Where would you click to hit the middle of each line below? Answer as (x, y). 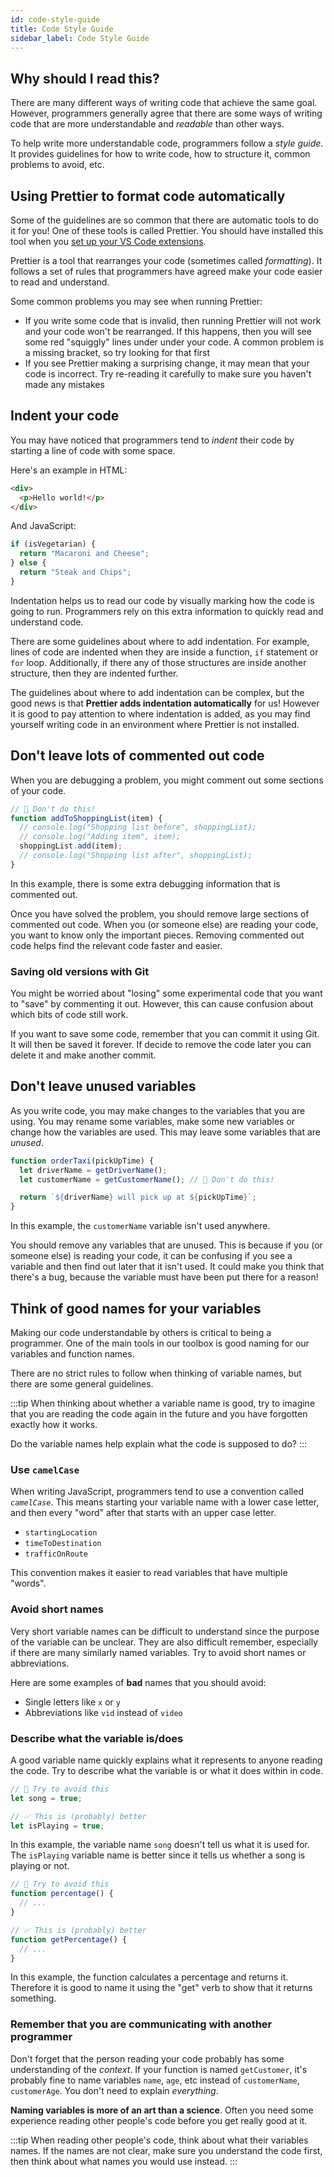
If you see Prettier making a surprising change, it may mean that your (167, 363)
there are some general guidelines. (82, 1384)
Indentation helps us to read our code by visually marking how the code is (162, 600)
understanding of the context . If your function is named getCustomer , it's (159, 2069)
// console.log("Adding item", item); (100, 837)
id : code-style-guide (55, 19)
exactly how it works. (54, 1425)
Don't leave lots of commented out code (137, 756)
